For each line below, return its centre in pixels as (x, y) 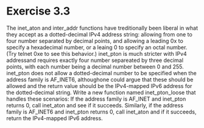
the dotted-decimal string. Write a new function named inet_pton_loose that (101, 92)
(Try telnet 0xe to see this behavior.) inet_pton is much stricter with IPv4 (97, 53)
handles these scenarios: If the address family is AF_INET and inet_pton (96, 99)
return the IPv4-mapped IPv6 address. (55, 118)
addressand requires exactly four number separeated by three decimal (95, 60)
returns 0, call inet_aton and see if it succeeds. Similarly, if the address (95, 105)
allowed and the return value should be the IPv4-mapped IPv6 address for (99, 86)
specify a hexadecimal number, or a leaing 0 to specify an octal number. (97, 47)
